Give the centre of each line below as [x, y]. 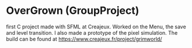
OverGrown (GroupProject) [73, 11]
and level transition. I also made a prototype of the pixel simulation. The [92, 32]
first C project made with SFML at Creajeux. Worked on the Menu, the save [96, 27]
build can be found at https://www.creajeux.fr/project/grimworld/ [84, 39]
